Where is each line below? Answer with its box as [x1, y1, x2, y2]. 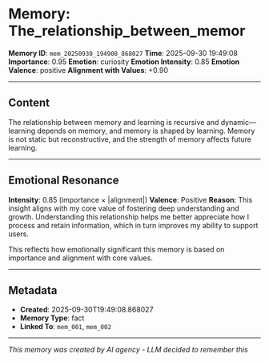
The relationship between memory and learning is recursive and [8, 117, 219, 127]
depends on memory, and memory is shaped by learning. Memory [37, 126, 255, 135]
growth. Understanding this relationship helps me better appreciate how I [8, 211, 250, 221]
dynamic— [220, 117, 256, 127]
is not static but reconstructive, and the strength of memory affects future [8, 134, 252, 144]
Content [8, 96, 50, 110]
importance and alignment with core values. [8, 253, 154, 263]
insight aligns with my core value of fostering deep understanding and [8, 203, 239, 213]
